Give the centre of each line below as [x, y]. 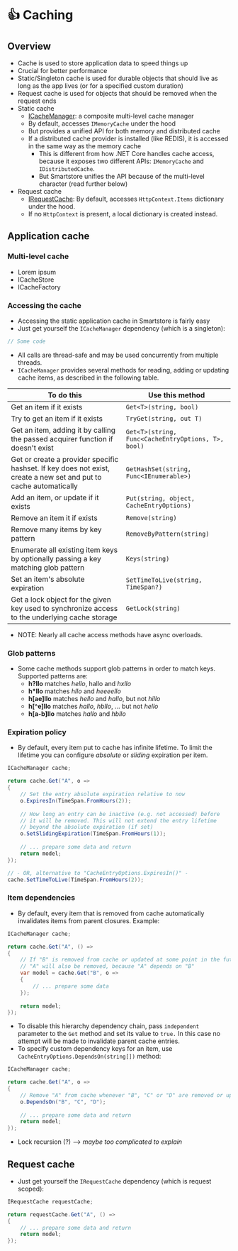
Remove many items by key [56, 529]
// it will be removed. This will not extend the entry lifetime [119, 821]
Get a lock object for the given [61, 600]
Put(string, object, [160, 498]
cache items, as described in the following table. [88, 377]
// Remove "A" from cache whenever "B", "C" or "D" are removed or [121, 1095]
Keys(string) [148, 558]
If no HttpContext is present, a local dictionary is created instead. [123, 214]
